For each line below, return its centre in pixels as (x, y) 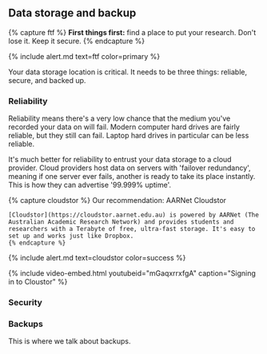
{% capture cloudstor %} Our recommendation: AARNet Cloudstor (117, 201)
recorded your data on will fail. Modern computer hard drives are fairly (124, 127)
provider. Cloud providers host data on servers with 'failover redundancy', (130, 168)
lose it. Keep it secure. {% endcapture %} (77, 41)
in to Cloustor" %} (38, 282)
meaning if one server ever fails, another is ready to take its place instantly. (132, 177)
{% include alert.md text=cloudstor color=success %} (97, 258)
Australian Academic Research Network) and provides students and (121, 222)
